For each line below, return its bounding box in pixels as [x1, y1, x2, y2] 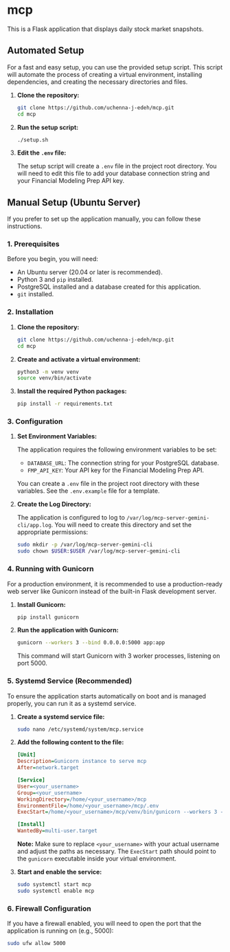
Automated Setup [7, 45, 84, 56]
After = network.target [16, 764, 79, 771]
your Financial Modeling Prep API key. [16, 177, 125, 185]
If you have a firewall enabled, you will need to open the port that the [7, 920, 202, 928]
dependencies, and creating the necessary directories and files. [7, 78, 188, 86]
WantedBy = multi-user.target [16, 828, 97, 834]
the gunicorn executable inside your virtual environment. [16, 854, 177, 863]
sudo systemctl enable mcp [16, 887, 95, 894]
